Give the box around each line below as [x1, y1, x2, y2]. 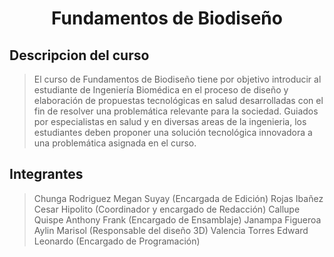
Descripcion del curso [9, 47, 150, 64]
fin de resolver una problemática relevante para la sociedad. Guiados [33, 105, 319, 117]
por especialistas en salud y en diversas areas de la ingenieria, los [33, 116, 307, 127]
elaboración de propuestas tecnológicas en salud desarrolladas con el [33, 95, 324, 106]
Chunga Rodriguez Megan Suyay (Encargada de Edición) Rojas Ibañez [33, 192, 324, 204]
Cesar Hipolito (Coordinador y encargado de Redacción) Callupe [33, 203, 301, 215]
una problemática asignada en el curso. [33, 137, 197, 149]
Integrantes [9, 166, 84, 183]
